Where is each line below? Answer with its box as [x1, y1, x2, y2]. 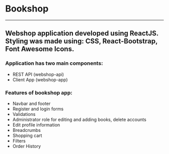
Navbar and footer [12, 100, 51, 106]
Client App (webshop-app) [12, 76, 68, 83]
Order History [12, 143, 41, 149]
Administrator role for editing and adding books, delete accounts [12, 116, 147, 122]
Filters [12, 137, 26, 143]
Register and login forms [12, 106, 64, 112]
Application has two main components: [5, 60, 103, 67]
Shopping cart [12, 132, 42, 138]
